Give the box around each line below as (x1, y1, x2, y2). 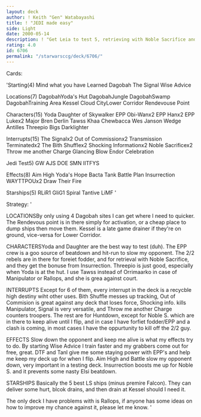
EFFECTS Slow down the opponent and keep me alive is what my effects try (6, 336, 193, 343)
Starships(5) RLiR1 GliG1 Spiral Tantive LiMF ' (6, 189, 117, 196)
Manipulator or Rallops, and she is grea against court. (6, 275, 138, 282)
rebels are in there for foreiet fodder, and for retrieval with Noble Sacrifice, (6, 255, 190, 263)
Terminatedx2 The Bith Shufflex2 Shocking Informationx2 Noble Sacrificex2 (6, 141, 193, 148)
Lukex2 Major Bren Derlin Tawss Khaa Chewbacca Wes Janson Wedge (6, 117, 181, 124)
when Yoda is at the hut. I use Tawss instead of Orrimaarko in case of (6, 268, 178, 275)
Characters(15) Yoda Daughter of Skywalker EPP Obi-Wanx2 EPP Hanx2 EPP (6, 111, 195, 118)
